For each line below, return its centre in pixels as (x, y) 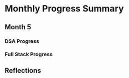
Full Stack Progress (29, 54)
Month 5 (18, 27)
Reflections (23, 70)
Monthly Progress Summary (64, 9)
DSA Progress (22, 41)
